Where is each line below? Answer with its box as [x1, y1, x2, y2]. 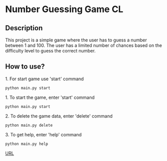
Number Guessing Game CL [5, 4, 124, 15]
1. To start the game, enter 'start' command [5, 94, 95, 100]
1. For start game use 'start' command [5, 76, 84, 82]
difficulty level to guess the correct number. [5, 48, 96, 53]
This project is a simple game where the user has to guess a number [5, 37, 147, 43]
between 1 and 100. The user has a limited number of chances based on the [5, 42, 162, 48]
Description [5, 24, 43, 32]
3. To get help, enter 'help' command [5, 131, 82, 137]
